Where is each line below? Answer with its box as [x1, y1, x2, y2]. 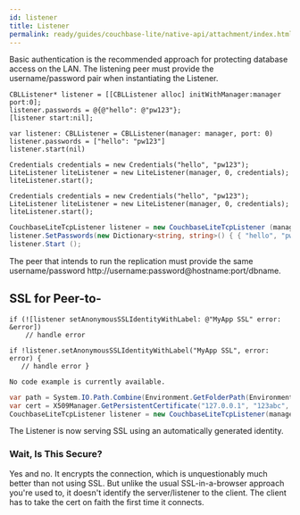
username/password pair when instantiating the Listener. [9, 73, 219, 84]
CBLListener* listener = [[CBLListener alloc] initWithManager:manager [9, 90, 281, 99]
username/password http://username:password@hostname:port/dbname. [9, 265, 281, 276]
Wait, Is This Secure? [9, 448, 103, 461]
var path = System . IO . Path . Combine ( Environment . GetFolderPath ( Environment [9, 393, 294, 402]
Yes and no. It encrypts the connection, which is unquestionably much [9, 468, 268, 478]
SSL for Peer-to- [9, 291, 102, 306]
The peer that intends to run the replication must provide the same [9, 256, 254, 266]
